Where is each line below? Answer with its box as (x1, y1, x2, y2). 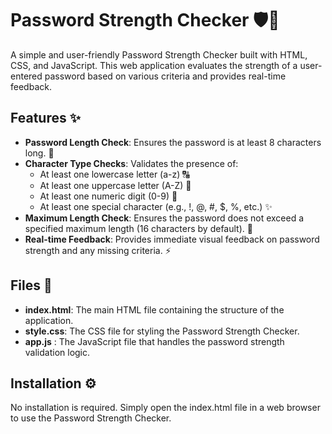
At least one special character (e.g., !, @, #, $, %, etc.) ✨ (39, 200, 273, 212)
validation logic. (24, 346, 91, 358)
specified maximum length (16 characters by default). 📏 (24, 222, 253, 234)
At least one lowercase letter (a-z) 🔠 (39, 168, 190, 180)
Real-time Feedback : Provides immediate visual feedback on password (24, 233, 320, 245)
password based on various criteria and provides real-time (44, 70, 287, 82)
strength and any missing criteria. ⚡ (24, 244, 172, 256)
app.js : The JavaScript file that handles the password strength (24, 335, 285, 347)
